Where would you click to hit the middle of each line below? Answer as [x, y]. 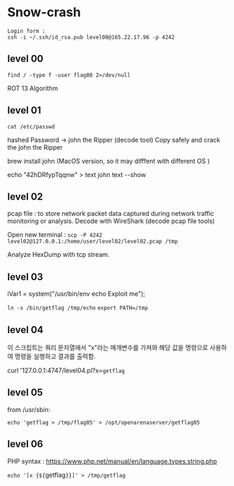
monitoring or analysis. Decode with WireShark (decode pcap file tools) [111, 221]
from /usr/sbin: [29, 409]
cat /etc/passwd [31, 127]
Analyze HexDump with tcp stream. [58, 255]
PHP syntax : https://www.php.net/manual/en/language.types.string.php [112, 461]
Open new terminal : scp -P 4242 [55, 235]
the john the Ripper [35, 147]
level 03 [25, 277]
